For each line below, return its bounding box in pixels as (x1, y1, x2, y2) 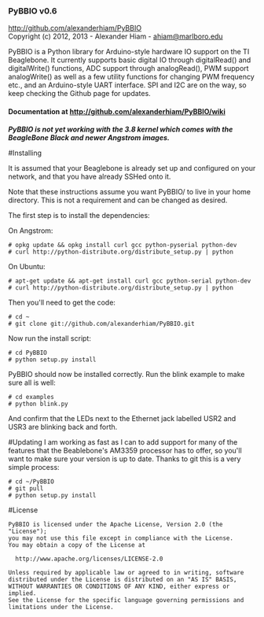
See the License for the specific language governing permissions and (8, 596, 244, 604)
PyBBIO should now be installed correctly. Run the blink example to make (8, 369, 245, 379)
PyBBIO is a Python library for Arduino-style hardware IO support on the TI (8, 47, 250, 57)
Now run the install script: (8, 333, 92, 343)
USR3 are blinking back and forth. (8, 422, 118, 431)
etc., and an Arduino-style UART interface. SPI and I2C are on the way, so (8, 80, 247, 90)
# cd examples (8, 393, 55, 401)
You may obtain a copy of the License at (8, 541, 146, 549)
